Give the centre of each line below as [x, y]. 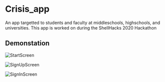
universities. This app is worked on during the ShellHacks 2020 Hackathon [81, 27]
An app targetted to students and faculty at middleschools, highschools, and [82, 23]
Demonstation [27, 43]
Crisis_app [27, 9]
